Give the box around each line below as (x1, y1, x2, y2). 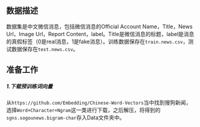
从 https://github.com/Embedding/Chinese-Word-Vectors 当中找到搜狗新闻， (6, 99, 192, 107)
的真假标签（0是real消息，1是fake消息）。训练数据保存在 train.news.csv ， (6, 38, 189, 45)
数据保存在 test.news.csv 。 (11, 45, 79, 52)
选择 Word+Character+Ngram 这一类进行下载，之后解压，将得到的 (6, 107, 161, 114)
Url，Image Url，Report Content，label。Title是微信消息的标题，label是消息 (6, 30, 195, 37)
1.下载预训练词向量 (6, 82, 53, 90)
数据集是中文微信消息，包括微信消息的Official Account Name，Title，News (6, 23, 193, 30)
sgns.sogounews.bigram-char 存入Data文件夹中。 (6, 114, 125, 122)
